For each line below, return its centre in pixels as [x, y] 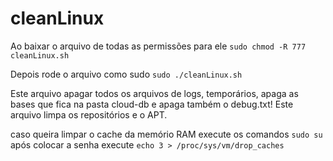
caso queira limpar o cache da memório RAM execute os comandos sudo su [166, 134]
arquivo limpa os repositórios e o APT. [89, 114]
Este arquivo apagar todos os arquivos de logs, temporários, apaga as [154, 93]
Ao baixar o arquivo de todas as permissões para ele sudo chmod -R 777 [158, 46]
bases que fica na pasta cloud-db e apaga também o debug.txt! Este [152, 104]
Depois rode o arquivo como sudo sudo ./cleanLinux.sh [126, 74]
